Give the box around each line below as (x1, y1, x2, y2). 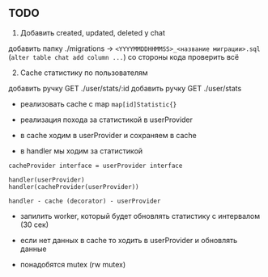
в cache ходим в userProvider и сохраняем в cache (19, 130, 197, 140)
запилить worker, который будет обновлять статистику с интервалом (19, 211, 261, 220)
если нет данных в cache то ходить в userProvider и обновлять (19, 235, 238, 245)
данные (19, 244, 47, 254)
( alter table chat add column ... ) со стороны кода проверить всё (8, 52, 240, 61)
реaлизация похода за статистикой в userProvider (19, 115, 193, 124)
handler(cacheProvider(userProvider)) (8, 183, 139, 191)
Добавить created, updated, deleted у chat (19, 27, 166, 37)
